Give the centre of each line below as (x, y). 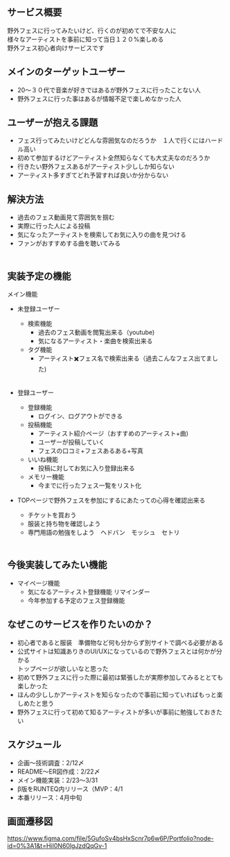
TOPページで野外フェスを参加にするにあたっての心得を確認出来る (111, 500)
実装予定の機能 (39, 276)
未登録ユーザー (38, 309)
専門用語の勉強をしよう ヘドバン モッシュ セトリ (104, 533)
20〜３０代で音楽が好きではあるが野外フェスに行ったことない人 (109, 90)
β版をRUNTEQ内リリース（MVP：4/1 (70, 789)
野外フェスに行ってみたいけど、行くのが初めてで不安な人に (92, 31)
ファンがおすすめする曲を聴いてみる (69, 243)
